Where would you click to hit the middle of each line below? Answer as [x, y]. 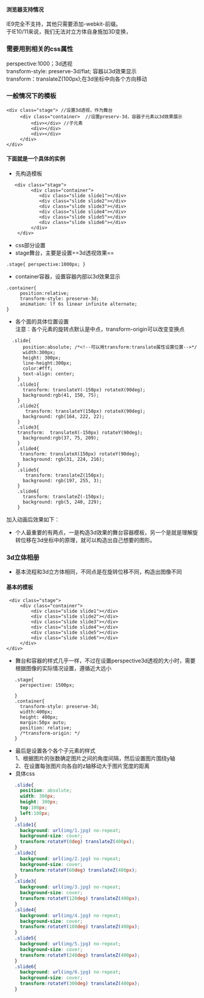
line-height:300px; [47, 363]
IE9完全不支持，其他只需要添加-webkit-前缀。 [64, 24]
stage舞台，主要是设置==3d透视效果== [65, 253]
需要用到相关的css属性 [40, 49]
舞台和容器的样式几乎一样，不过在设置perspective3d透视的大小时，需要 [105, 660]
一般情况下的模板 [31, 96]
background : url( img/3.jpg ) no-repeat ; [70, 887]
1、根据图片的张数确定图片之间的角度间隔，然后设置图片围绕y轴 [95, 758]
